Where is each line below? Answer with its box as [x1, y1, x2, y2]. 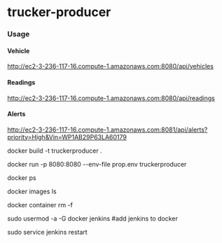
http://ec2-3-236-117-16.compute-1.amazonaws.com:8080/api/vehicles [7, 62, 214, 71]
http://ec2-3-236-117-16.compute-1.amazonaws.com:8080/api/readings [7, 94, 215, 102]
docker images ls [7, 187, 57, 195]
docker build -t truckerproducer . [7, 146, 103, 155]
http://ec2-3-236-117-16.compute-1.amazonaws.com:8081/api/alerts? [7, 125, 208, 134]
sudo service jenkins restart [7, 228, 88, 236]
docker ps [7, 173, 36, 182]
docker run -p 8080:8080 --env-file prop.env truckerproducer [7, 160, 187, 168]
